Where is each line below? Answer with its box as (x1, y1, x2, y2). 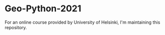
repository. (4, 24, 27, 30)
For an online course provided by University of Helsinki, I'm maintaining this (4, 19, 160, 25)
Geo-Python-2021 (4, 3, 81, 14)
